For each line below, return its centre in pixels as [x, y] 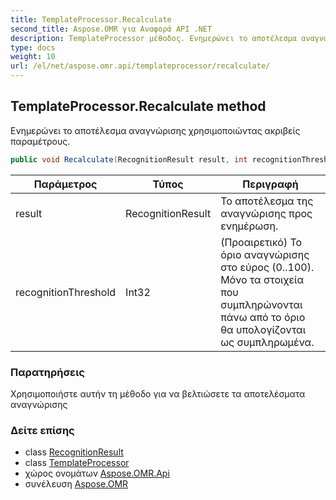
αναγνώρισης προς [266, 213]
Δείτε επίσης [42, 430]
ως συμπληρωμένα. [267, 342]
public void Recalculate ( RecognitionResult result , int [129, 159]
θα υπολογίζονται [263, 329]
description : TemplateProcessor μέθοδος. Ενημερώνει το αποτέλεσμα [154, 38]
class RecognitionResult [74, 452]
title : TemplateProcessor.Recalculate [91, 19]
